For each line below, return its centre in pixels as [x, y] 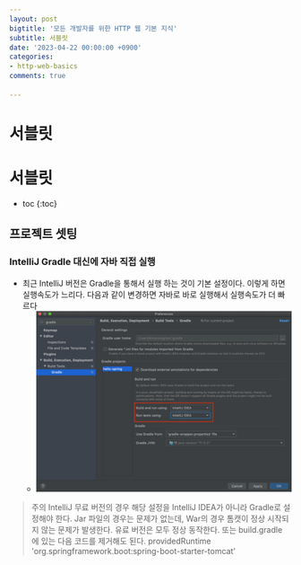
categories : [31, 57]
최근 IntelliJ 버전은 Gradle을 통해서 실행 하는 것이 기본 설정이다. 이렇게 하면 [154, 283]
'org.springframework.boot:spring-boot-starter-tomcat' [133, 552]
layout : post [34, 19]
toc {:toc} [40, 203]
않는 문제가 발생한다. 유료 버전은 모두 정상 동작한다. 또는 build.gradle [162, 530]
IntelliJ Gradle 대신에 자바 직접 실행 [82, 262]
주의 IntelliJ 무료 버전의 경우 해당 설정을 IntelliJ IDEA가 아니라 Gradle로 [156, 508]
